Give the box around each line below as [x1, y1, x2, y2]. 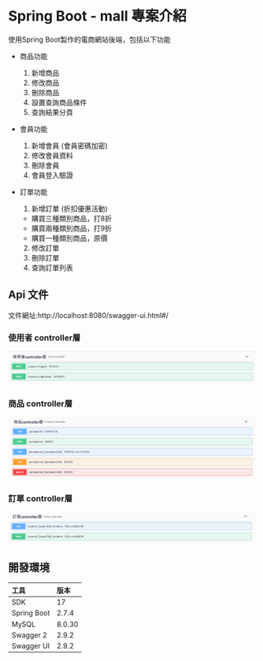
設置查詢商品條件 [31, 98, 87, 107]
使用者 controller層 [8, 332, 81, 343]
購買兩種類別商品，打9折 [31, 223, 113, 233]
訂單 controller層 [8, 493, 73, 504]
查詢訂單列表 [31, 263, 73, 272]
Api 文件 [8, 288, 49, 301]
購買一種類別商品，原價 [31, 233, 108, 242]
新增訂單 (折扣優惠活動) [31, 204, 108, 213]
